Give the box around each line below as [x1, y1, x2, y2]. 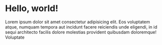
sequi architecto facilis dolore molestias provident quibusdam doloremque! [5, 29, 157, 35]
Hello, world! [5, 3, 59, 14]
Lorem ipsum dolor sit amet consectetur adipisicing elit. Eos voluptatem [5, 19, 150, 25]
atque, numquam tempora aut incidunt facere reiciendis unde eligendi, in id [5, 24, 158, 30]
